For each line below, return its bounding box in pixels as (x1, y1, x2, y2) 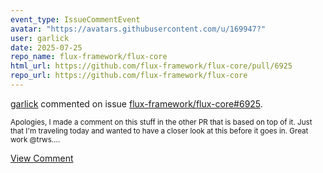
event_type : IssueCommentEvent (10, 14, 141, 25)
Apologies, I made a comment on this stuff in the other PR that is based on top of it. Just (10, 117, 313, 127)
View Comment (10, 152, 74, 164)
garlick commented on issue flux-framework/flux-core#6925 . (10, 97, 263, 110)
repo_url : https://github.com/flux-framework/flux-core (10, 71, 248, 81)
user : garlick (10, 33, 70, 43)
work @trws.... (10, 134, 61, 145)
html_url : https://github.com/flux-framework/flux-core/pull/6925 (10, 61, 293, 71)
